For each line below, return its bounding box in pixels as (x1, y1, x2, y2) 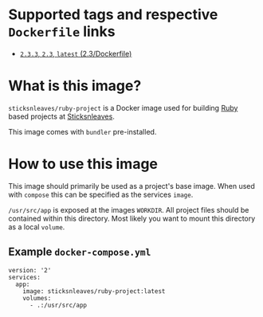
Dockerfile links (8, 22, 116, 41)
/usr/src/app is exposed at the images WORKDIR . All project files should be (8, 205, 249, 214)
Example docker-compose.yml (8, 245, 151, 259)
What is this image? (8, 77, 142, 95)
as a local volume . (8, 221, 65, 232)
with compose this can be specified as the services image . (8, 190, 194, 199)
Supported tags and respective (8, 6, 218, 24)
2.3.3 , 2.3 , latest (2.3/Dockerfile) (19, 49, 132, 58)
